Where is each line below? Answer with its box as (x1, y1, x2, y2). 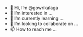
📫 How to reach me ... (10, 26, 57, 32)
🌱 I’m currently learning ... (10, 15, 64, 21)
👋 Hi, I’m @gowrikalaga (10, 5, 58, 10)
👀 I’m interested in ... (10, 10, 53, 16)
